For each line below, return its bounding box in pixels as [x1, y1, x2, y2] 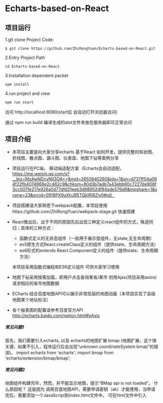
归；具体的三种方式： [12, 225, 55, 231]
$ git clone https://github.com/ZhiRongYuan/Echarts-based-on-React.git [5, 46, 156, 51]
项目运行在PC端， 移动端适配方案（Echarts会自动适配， [12, 165, 124, 171]
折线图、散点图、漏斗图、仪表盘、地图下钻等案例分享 [12, 155, 119, 161]
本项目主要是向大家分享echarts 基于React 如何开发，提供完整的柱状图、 [12, 149, 157, 155]
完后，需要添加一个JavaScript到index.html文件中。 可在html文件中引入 [5, 392, 147, 398]
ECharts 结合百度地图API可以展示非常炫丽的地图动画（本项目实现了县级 [12, 291, 156, 296]
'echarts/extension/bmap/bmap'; [5, 355, 71, 361]
